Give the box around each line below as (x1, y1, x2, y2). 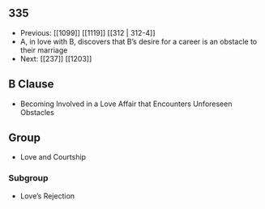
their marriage (19, 45, 68, 55)
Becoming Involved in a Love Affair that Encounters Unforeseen (19, 99, 233, 109)
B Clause (8, 77, 54, 92)
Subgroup (8, 173, 49, 184)
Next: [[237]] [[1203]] (19, 53, 92, 63)
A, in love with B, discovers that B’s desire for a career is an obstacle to (19, 36, 258, 46)
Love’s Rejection (19, 190, 75, 201)
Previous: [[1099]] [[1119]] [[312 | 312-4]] (19, 28, 156, 37)
